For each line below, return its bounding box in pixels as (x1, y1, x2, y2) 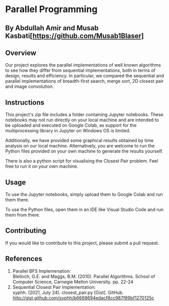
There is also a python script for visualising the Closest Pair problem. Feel (5, 158, 158, 164)
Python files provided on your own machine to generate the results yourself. (5, 148, 163, 155)
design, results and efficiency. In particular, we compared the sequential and (5, 73, 164, 79)
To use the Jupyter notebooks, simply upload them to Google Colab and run (5, 191, 163, 197)
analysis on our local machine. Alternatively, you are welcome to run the (5, 143, 155, 149)
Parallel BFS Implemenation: (12, 268, 71, 274)
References (5, 254, 42, 263)
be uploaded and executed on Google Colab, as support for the (5, 122, 137, 128)
